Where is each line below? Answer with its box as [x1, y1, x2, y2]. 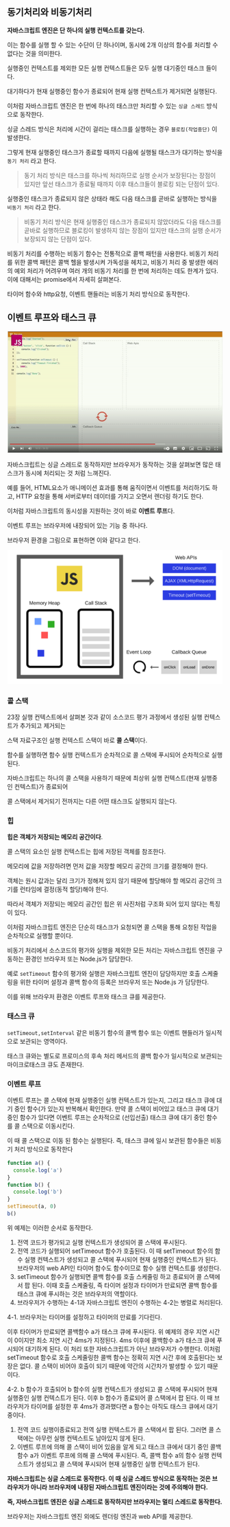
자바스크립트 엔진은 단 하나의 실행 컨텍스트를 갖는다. [7, 26, 145, 34]
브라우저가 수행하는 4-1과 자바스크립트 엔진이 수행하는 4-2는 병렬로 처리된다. [16, 1298, 223, 1306]
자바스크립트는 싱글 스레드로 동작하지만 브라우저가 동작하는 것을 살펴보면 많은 [7, 460, 214, 469]
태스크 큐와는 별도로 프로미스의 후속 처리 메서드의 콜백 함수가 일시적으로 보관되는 [7, 1051, 223, 1060]
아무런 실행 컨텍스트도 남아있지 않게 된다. [35, 1434, 145, 1442]
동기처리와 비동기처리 [7, 6, 92, 19]
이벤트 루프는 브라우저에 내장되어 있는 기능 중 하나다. [7, 521, 148, 529]
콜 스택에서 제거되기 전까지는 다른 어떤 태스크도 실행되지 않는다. [7, 797, 177, 805]
